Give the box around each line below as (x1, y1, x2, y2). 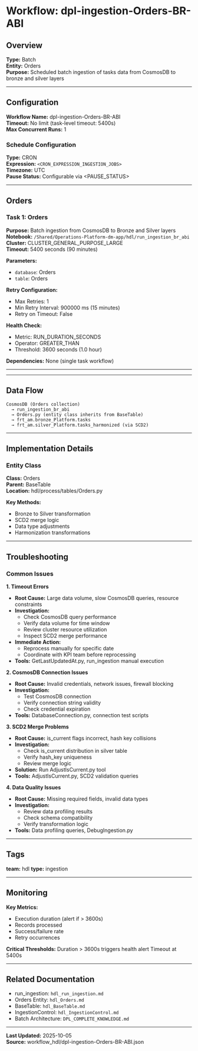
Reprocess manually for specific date (23, 644, 114, 652)
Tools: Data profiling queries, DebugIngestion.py (14, 827, 134, 834)
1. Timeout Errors (6, 583, 49, 590)
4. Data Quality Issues (6, 784, 61, 791)
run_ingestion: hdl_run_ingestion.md (14, 990, 104, 997)
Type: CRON (6, 154, 37, 161)
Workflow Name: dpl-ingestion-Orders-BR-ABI (6, 113, 121, 120)
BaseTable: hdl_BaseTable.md (14, 1002, 85, 1010)
